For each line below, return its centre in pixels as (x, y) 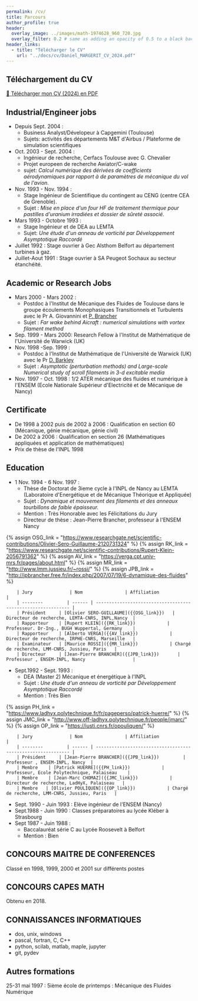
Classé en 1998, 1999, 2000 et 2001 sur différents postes (75, 868)
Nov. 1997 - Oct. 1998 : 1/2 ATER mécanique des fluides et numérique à (101, 379)
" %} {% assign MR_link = (96, 562)
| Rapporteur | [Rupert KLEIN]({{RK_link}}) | (93, 623)
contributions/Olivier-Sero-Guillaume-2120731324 (67, 543)
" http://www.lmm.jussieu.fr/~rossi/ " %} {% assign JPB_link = (80, 569)
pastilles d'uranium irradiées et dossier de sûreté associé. (94, 214)
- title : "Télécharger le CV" (48, 50)
